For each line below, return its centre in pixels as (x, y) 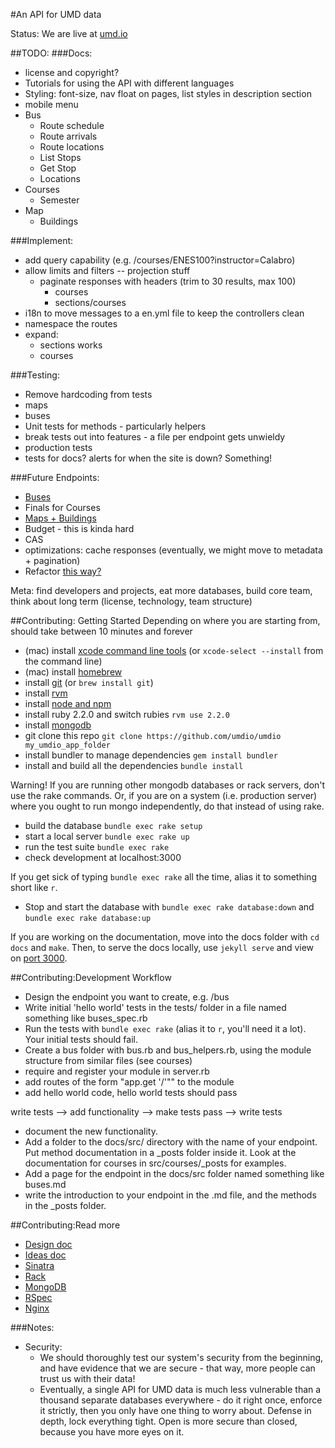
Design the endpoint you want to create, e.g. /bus (127, 997)
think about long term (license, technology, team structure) (131, 601)
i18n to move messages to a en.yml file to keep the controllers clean (164, 313)
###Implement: (42, 240)
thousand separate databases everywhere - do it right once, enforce (181, 1400)
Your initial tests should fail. (81, 1039)
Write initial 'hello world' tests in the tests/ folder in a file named (155, 1007)
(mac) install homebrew (73, 672)
